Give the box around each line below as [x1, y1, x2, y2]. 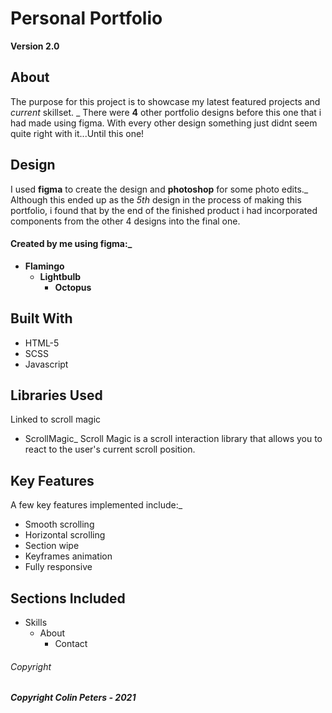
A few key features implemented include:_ [10, 499, 183, 511]
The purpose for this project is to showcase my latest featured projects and [10, 95, 321, 107]
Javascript [24, 358, 69, 370]
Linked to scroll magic [10, 413, 102, 426]
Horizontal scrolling [24, 529, 106, 541]
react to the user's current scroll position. [24, 443, 196, 456]
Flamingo [24, 260, 65, 272]
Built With [10, 310, 73, 327]
